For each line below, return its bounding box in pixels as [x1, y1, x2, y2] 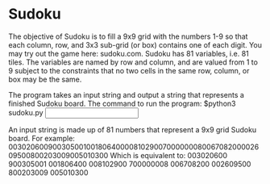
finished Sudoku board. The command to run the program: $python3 [8, 98, 236, 108]
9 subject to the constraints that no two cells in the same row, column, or [8, 65, 250, 75]
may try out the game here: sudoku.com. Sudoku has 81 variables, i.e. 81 [8, 48, 250, 58]
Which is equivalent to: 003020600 [110, 150, 228, 160]
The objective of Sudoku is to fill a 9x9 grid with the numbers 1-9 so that [8, 31, 248, 41]
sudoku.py [8, 107, 44, 117]
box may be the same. [8, 74, 82, 84]
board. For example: [8, 133, 75, 143]
